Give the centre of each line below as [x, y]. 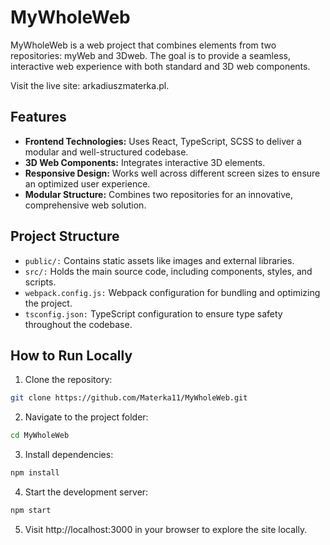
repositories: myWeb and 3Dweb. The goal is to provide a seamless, [150, 55]
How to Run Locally [71, 355]
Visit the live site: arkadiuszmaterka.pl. [90, 85]
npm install [35, 473]
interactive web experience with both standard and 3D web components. [160, 66]
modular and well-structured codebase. [106, 152]
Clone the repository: [68, 380]
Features [38, 117]
